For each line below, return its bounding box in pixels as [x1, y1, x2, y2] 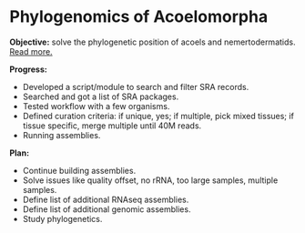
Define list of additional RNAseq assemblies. [22, 194, 189, 205]
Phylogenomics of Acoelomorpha [9, 6, 269, 27]
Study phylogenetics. [22, 213, 103, 224]
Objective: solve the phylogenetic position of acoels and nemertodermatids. [9, 36, 296, 47]
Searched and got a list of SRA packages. [22, 91, 179, 102]
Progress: [9, 64, 47, 75]
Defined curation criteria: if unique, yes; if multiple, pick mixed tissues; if [22, 110, 294, 121]
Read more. [9, 46, 53, 56]
